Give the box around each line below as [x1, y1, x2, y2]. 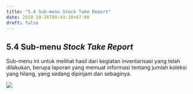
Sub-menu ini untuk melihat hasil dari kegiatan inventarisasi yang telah [6, 58, 180, 65]
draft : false [6, 20, 39, 26]
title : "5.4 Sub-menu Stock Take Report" [6, 8, 111, 15]
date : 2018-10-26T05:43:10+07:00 [6, 14, 90, 20]
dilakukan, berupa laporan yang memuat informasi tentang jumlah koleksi [6, 64, 187, 71]
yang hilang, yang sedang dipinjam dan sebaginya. [6, 70, 132, 77]
